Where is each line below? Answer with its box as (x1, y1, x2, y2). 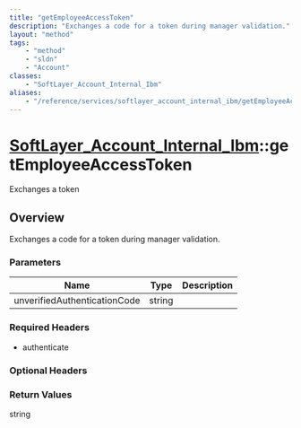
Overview (9, 210, 65, 225)
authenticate (21, 342, 69, 353)
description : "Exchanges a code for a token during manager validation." (9, 22, 291, 31)
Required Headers (9, 321, 90, 334)
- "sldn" (25, 55, 58, 64)
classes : (9, 72, 42, 81)
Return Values (9, 388, 73, 400)
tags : (9, 38, 30, 48)
